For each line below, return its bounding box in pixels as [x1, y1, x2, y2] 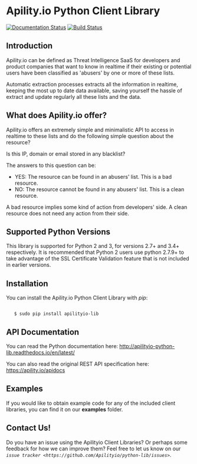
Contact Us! [6, 423, 51, 433]
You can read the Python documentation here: [6, 343, 119, 350]
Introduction [6, 41, 53, 51]
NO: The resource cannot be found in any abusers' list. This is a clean [14, 185, 185, 193]
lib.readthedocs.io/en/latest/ [6, 349, 75, 356]
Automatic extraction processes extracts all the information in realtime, [6, 80, 178, 88]
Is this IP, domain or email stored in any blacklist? [6, 150, 126, 157]
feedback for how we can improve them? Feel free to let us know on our [6, 445, 181, 452]
